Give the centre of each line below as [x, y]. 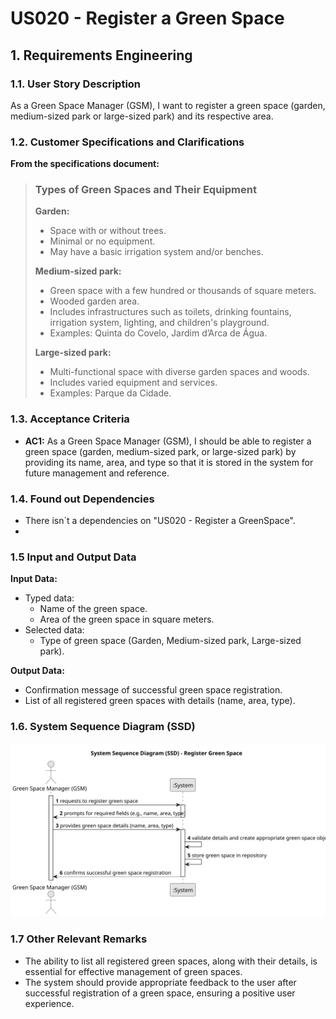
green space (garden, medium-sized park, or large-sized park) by [160, 451]
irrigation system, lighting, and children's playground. [159, 323]
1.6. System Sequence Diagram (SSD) [103, 727]
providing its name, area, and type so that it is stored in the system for [169, 462]
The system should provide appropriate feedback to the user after [160, 982]
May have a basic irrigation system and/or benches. [156, 252]
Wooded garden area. [94, 301]
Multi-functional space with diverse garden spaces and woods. [179, 372]
